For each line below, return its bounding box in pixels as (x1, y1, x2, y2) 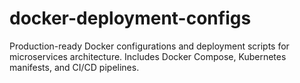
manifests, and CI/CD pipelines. (9, 61, 140, 73)
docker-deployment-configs (9, 7, 252, 30)
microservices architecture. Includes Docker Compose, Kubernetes (9, 50, 287, 62)
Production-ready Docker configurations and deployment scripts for (9, 40, 290, 52)
